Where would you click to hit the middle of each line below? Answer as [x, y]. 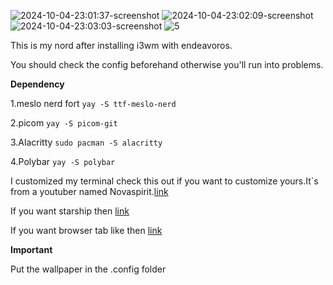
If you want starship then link [70, 211]
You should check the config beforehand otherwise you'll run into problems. [167, 64]
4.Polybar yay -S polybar [63, 161]
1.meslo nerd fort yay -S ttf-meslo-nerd [93, 103]
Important [31, 249]
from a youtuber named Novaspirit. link [89, 191]
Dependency [37, 84]
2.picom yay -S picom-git [64, 123]
